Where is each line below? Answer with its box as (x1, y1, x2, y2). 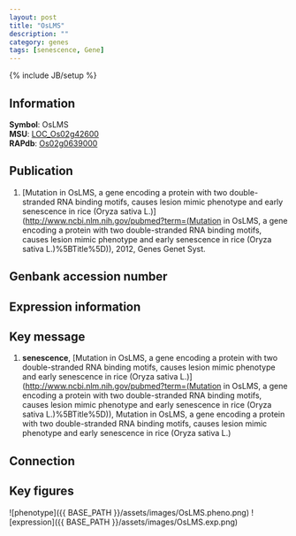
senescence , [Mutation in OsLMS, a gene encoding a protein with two (21, 353, 278, 364)
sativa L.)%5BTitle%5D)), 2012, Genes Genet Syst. (21, 243, 206, 254)
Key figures (9, 484, 74, 499)
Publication (9, 164, 73, 179)
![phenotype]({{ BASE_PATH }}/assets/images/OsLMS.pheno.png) (9, 507, 250, 517)
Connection (9, 453, 75, 469)
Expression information (9, 299, 141, 314)
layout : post (9, 12, 57, 22)
